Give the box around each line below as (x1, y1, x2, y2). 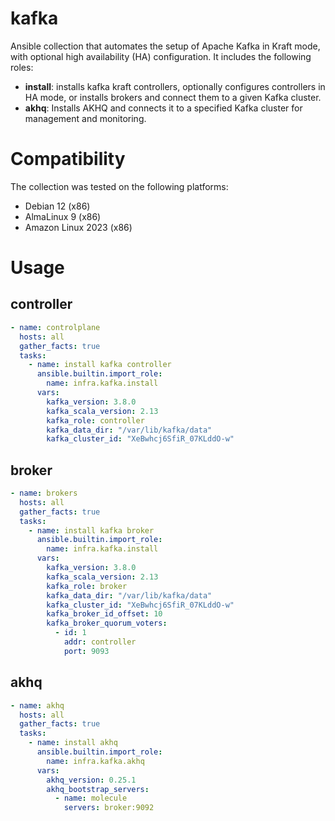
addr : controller (63, 637, 137, 647)
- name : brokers (10, 488, 78, 499)
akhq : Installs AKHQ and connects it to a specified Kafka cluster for (24, 102, 303, 114)
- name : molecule (54, 793, 128, 804)
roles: (10, 61, 34, 73)
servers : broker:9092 (63, 803, 155, 813)
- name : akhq (10, 700, 65, 711)
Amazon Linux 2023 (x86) (24, 221, 133, 233)
